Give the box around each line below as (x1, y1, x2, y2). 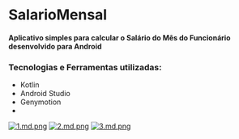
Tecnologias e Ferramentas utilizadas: (8, 61, 162, 73)
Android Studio (19, 89, 70, 99)
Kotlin (19, 80, 40, 90)
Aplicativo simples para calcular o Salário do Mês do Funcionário (8, 32, 231, 42)
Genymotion (19, 97, 62, 107)
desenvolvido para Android (8, 41, 103, 51)
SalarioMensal (8, 6, 108, 24)
